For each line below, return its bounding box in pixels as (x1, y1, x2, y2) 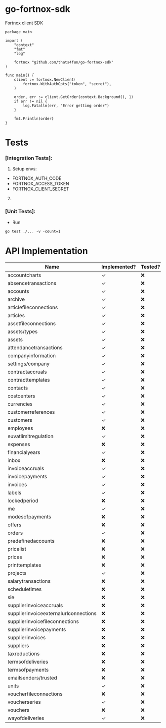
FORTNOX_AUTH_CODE (12, 175, 62, 181)
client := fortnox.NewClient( (14, 77, 77, 82)
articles (7, 312, 25, 319)
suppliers (7, 642, 30, 649)
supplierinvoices (7, 634, 46, 641)
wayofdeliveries (7, 715, 44, 722)
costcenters (7, 392, 36, 399)
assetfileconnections (7, 320, 56, 327)
